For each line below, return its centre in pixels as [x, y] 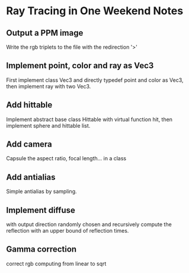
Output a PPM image [45, 33]
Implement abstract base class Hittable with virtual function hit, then [89, 119]
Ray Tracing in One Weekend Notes [95, 11]
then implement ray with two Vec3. [49, 86]
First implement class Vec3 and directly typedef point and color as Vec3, [95, 80]
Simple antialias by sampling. [41, 192]
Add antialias [31, 177]
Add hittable [29, 105]
